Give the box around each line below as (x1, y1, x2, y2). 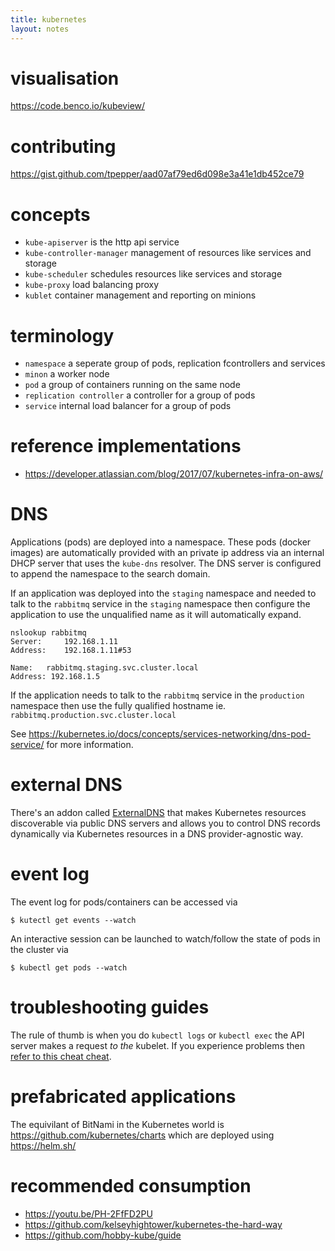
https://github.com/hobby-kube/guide (24, 1229, 182, 1241)
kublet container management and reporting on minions (24, 289, 257, 301)
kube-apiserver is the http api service (24, 236, 180, 248)
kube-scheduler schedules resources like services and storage (24, 268, 283, 280)
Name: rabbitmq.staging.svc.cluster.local (10, 663, 199, 673)
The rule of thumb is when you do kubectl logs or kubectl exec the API (10, 1029, 305, 1041)
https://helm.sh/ (10, 1139, 77, 1151)
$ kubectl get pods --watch (10, 963, 128, 973)
